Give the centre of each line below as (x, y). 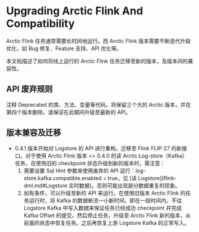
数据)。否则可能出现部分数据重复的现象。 (130, 185)
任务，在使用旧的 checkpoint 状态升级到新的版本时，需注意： (90, 163)
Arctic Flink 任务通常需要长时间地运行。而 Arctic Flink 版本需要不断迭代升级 (99, 41)
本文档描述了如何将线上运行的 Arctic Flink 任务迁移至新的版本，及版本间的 (97, 61)
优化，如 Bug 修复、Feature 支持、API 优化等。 (64, 48)
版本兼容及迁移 (34, 133)
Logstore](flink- (157, 178)
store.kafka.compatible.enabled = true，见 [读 (80, 178)
